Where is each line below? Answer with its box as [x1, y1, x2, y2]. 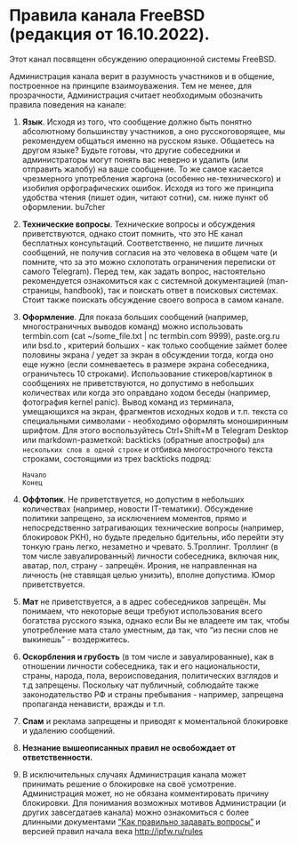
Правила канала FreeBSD [9, 5, 205, 26]
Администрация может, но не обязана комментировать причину [21, 788, 270, 799]
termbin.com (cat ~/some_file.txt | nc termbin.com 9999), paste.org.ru [21, 330, 280, 341]
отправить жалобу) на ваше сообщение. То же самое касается [21, 164, 264, 174]
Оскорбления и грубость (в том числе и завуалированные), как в [21, 651, 274, 662]
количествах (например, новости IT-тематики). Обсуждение [21, 503, 254, 514]
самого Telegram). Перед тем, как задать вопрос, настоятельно [21, 266, 266, 277]
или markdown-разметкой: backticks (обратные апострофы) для [21, 434, 265, 445]
